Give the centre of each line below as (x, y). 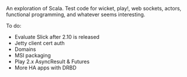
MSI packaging (33, 55)
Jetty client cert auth (40, 43)
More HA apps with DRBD (46, 68)
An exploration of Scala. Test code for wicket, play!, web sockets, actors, (94, 8)
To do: (14, 26)
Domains (25, 49)
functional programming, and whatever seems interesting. (76, 14)
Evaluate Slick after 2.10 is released (57, 37)
